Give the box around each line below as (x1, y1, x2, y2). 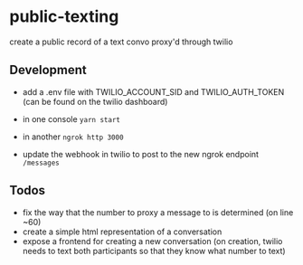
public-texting (9, 6, 119, 27)
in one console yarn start (22, 113, 120, 124)
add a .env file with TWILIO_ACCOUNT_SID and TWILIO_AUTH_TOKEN (22, 86, 285, 97)
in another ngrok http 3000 (22, 131, 124, 142)
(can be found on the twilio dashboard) (22, 96, 168, 107)
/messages (22, 158, 61, 167)
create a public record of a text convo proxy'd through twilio (9, 36, 233, 47)
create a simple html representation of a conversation (22, 226, 223, 237)
